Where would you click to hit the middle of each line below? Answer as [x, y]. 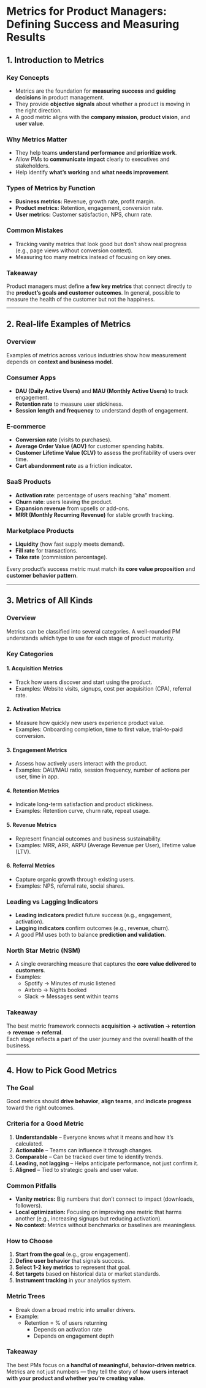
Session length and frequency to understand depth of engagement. [102, 411]
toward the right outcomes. [40, 1108]
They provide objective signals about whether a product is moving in [103, 104]
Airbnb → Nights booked [55, 990]
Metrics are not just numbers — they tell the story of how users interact [97, 1371]
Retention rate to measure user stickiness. [69, 404]
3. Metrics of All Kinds [50, 601]
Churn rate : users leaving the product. [64, 502]
